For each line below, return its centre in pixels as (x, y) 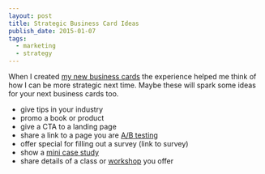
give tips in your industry (62, 109)
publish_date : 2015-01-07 (52, 31)
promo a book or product (62, 118)
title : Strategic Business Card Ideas (74, 23)
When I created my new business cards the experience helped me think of (132, 76)
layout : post (30, 16)
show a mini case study (60, 152)
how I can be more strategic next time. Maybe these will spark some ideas (132, 85)
